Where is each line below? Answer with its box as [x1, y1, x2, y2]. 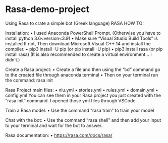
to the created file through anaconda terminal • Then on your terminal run [5, 71, 158, 78]
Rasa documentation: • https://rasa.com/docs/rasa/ [5, 132, 113, 138]
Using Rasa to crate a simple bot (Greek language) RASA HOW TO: [5, 20, 144, 26]
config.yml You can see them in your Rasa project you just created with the [5, 92, 161, 98]
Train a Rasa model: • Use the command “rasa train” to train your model [5, 107, 154, 113]
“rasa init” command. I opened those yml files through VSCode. [5, 97, 137, 104]
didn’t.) [5, 56, 20, 62]
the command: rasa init [5, 77, 53, 83]
